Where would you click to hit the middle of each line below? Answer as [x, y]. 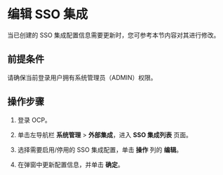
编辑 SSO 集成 [48, 14]
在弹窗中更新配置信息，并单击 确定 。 [70, 164]
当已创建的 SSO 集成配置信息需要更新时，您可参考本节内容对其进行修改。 [114, 35]
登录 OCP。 [34, 120]
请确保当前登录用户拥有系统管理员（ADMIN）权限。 [82, 77]
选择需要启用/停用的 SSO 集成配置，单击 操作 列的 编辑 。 [100, 149]
